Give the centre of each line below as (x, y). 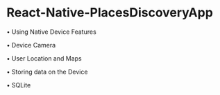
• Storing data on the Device (47, 72)
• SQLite (19, 85)
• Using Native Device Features (51, 32)
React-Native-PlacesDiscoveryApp (110, 13)
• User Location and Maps (44, 58)
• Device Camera (31, 45)
